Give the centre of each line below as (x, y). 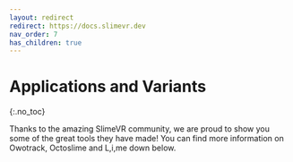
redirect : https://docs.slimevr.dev (78, 26)
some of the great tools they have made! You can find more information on (146, 139)
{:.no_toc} (27, 112)
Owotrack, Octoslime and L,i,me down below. (93, 148)
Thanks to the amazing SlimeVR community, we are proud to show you (140, 129)
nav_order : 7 (34, 34)
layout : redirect (42, 17)
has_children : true (46, 43)
